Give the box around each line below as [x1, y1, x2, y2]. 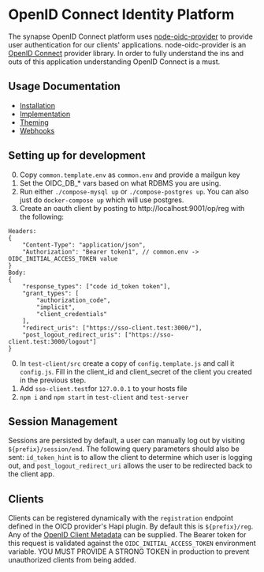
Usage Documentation [8, 80, 121, 93]
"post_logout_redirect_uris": [22, 330, 122, 339]
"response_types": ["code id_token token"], [22, 282, 171, 290]
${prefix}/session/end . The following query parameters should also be [8, 444, 240, 453]
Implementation [19, 109, 71, 119]
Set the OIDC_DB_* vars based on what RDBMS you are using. [19, 178, 221, 187]
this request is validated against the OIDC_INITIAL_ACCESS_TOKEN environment [8, 539, 256, 548]
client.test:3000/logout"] [8, 337, 97, 345]
